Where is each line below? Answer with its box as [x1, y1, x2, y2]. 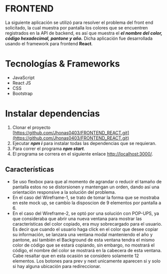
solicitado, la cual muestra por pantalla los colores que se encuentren [5, 24, 148, 30]
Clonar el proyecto [12, 124, 51, 130]
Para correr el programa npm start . [12, 145, 85, 151]
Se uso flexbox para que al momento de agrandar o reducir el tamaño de [12, 178, 162, 184]
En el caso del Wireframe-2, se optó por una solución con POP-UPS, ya [12, 210, 160, 216]
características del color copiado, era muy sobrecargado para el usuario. [12, 221, 163, 227]
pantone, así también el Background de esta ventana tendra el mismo [12, 237, 155, 243]
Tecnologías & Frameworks [5, 58, 120, 70]
